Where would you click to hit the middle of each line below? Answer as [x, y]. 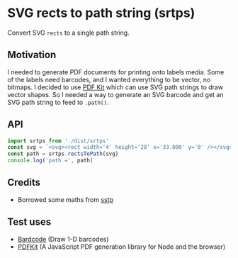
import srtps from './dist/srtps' [58, 141]
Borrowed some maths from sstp [66, 199]
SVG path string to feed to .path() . [58, 102]
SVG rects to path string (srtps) [101, 13]
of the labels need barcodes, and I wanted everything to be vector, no [109, 79]
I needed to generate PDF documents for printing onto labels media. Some [116, 72]
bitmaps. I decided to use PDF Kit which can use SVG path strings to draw [115, 87]
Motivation [32, 55]
